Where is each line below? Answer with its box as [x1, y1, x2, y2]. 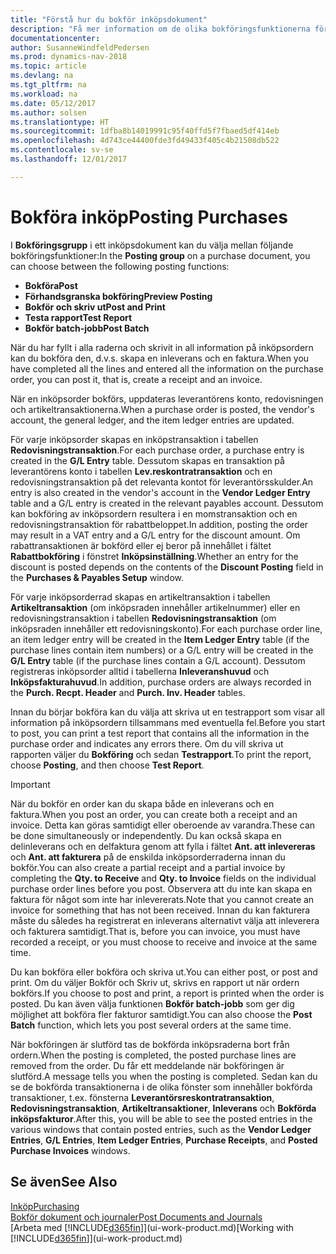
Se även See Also [10, 1174, 118, 1191]
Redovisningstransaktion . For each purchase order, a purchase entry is [10, 444, 305, 456]
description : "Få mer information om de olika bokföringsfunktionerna [10, 24, 311, 34]
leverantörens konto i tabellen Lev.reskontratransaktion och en [10, 465, 273, 477]
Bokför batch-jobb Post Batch [24, 322, 150, 334]
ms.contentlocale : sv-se [10, 145, 114, 155]
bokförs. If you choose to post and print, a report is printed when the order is [10, 987, 325, 999]
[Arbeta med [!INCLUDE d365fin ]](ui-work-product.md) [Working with [10, 1221, 295, 1233]
